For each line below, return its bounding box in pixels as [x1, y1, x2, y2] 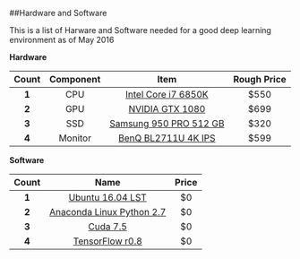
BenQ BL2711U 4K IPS [117, 132, 217, 144]
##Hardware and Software [9, 8, 107, 18]
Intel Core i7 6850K [124, 89, 209, 100]
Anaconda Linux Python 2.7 [48, 206, 167, 218]
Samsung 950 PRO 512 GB [108, 117, 225, 129]
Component [48, 73, 101, 85]
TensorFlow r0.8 [73, 235, 143, 247]
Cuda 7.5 [88, 220, 128, 232]
